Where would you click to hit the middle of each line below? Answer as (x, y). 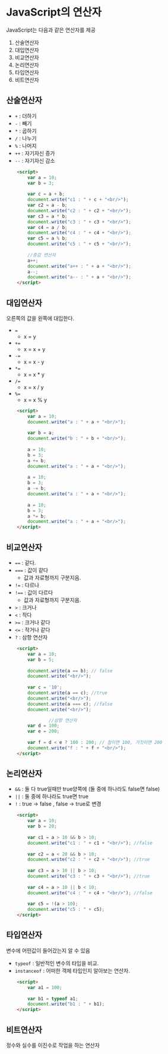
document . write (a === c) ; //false (70, 704)
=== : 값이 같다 (31, 570)
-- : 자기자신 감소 (35, 160)
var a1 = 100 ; (45, 987)
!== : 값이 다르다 (34, 593)
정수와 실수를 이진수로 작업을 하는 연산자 (53, 1045)
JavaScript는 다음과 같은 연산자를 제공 (51, 30)
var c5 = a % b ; (47, 238)
